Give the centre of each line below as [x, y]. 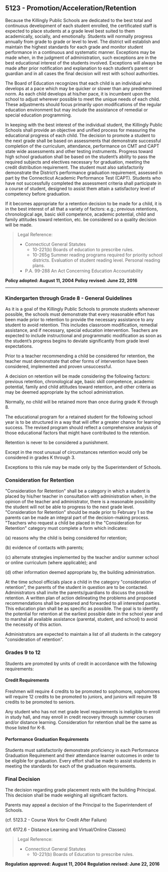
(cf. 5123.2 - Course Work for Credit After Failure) [56, 820]
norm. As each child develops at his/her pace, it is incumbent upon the [78, 94]
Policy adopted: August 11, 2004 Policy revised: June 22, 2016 [71, 280]
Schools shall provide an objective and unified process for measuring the [80, 130]
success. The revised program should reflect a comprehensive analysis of [81, 428]
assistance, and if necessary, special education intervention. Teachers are [82, 330]
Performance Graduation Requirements [47, 739]
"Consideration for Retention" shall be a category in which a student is [77, 491]
